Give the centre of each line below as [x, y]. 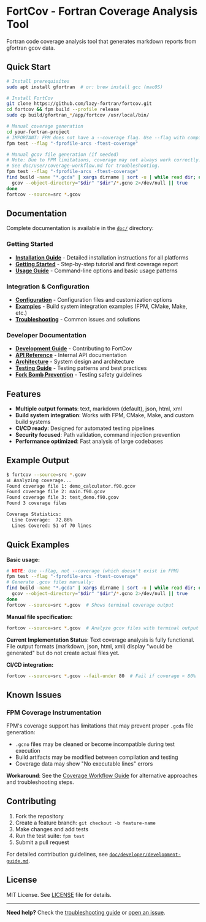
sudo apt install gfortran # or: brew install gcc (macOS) [85, 87]
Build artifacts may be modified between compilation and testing [97, 757]
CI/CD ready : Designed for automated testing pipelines [85, 428]
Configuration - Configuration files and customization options [94, 299]
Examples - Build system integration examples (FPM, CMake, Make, [101, 306]
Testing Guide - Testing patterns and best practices [81, 368]
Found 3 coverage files [37, 503]
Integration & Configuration [48, 286]
